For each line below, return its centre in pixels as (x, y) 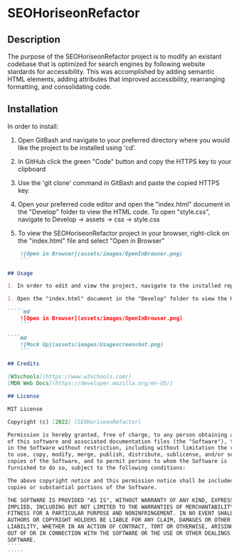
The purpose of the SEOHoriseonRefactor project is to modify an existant (115, 56)
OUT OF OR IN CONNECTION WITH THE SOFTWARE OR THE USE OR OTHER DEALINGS (119, 533)
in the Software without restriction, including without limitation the (117, 448)
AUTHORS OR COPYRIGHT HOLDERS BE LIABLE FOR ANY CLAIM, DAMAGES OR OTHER (119, 520)
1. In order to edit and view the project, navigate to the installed (114, 286)
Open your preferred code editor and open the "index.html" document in (124, 204)
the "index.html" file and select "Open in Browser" (91, 241)
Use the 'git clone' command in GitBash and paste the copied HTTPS (119, 182)
